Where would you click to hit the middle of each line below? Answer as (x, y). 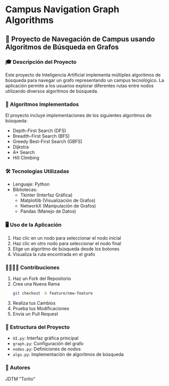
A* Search (24, 152)
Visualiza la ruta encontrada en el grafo (54, 254)
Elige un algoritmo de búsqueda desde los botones (66, 249)
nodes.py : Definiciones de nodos (47, 349)
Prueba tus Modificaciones (41, 308)
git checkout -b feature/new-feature (53, 293)
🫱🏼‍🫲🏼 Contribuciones (32, 267)
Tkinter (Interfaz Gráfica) (46, 195)
